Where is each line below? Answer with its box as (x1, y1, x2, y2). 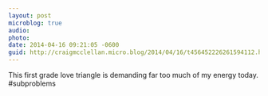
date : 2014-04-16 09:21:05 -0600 (8, 41, 120, 49)
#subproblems (8, 79, 56, 88)
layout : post (8, 11, 52, 20)
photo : (8, 33, 30, 42)
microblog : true (8, 19, 62, 27)
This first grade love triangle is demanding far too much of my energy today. (8, 71, 259, 79)
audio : (8, 26, 30, 34)
